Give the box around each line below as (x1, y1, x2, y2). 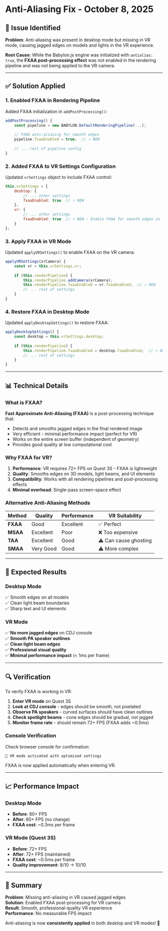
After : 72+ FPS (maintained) (12, 851, 71, 857)
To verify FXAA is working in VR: (5, 689, 72, 695)
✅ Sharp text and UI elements (5, 606, 66, 612)
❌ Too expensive (98, 529, 138, 536)
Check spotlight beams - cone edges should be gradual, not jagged (12, 714, 153, 720)
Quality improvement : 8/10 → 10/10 (12, 862, 86, 868)
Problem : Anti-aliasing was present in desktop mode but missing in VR (5, 37, 151, 43)
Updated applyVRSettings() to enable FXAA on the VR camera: (5, 249, 135, 255)
